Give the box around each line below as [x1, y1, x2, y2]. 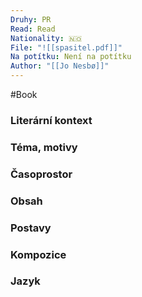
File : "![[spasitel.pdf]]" [10, 42, 123, 53]
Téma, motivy [10, 140, 78, 154]
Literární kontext [10, 113, 93, 127]
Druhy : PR [10, 14, 52, 25]
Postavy [10, 221, 52, 235]
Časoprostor [10, 167, 73, 181]
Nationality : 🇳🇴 [10, 33, 83, 43]
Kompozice [10, 247, 67, 261]
